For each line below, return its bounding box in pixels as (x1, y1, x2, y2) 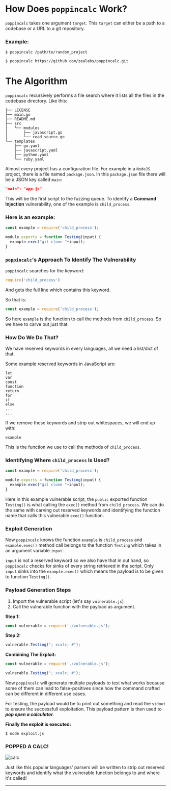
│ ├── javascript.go (5, 130, 63, 135)
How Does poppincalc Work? (5, 3, 128, 15)
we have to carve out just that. (5, 321, 69, 327)
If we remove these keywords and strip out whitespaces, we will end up (5, 420, 155, 426)
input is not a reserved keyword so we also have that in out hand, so (5, 557, 149, 564)
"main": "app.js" (5, 187, 42, 192)
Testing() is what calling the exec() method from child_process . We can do (5, 501, 164, 507)
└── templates (5, 139, 36, 144)
